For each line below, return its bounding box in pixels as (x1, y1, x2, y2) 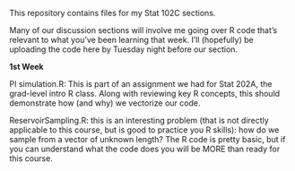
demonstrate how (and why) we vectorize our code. (9, 98, 201, 108)
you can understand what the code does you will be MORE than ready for (9, 143, 281, 154)
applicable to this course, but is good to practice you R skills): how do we (9, 124, 280, 135)
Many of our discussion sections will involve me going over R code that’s (9, 25, 278, 35)
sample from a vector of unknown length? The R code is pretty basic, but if (9, 134, 286, 144)
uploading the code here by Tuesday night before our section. (9, 44, 239, 55)
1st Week (9, 62, 44, 72)
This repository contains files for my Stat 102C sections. (9, 8, 216, 18)
